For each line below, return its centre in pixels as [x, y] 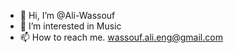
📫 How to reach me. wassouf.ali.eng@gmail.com [121, 37]
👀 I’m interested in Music [70, 26]
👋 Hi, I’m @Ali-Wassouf [67, 15]
